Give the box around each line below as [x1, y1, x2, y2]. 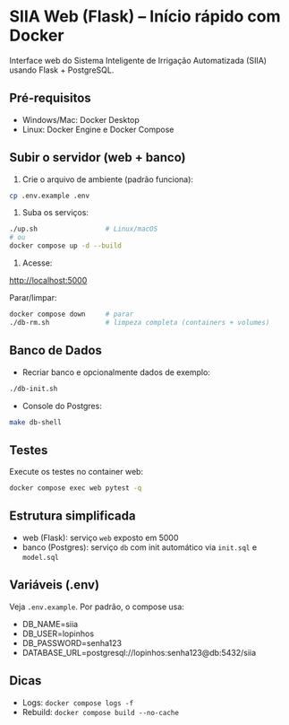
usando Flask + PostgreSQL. [9, 65, 115, 75]
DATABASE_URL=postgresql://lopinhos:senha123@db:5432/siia [21, 647, 257, 658]
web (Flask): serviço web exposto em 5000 [21, 532, 179, 543]
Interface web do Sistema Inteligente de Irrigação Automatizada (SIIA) [9, 55, 267, 66]
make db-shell [9, 417, 63, 427]
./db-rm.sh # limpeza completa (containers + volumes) [9, 318, 270, 327]
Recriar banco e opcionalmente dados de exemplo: [21, 366, 210, 378]
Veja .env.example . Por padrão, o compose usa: [9, 601, 185, 612]
